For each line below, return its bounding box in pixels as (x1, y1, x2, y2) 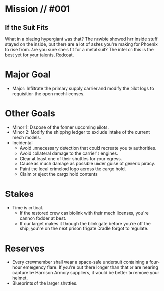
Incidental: (12, 139, 34, 146)
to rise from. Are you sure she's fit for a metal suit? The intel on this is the (5, 47, 154, 52)
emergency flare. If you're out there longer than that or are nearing (23, 264, 159, 270)
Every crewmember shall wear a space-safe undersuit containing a (12, 259, 149, 265)
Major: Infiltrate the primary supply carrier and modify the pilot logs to (12, 85, 154, 91)
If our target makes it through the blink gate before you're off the (19, 220, 151, 226)
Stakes (5, 189, 34, 200)
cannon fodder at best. (19, 215, 66, 221)
